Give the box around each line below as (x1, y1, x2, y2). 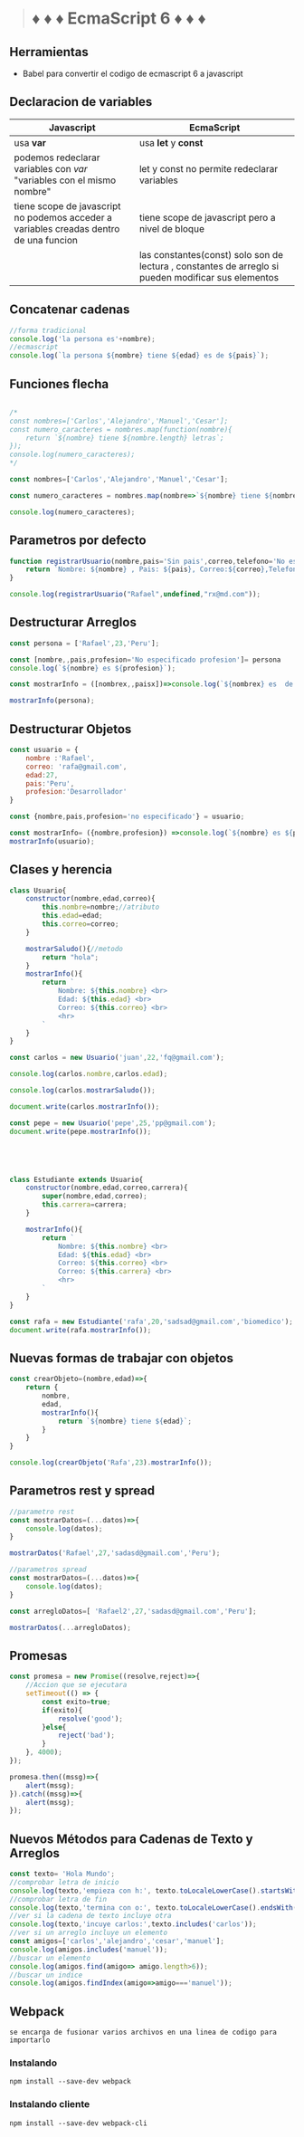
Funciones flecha (9, 376, 109, 392)
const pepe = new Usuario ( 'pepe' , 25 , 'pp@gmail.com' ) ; (9, 1118, 217, 1128)
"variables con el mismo (14, 174, 117, 186)
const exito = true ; (42, 1697, 111, 1706)
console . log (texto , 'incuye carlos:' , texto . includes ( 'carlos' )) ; (9, 1920, 257, 1929)
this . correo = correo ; (42, 920, 119, 929)
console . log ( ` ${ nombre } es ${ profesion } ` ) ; (9, 663, 176, 673)
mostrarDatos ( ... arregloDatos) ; (9, 1623, 131, 1632)
